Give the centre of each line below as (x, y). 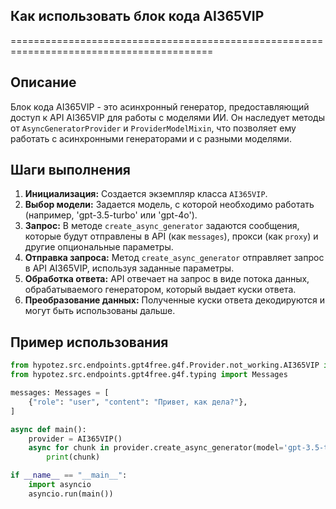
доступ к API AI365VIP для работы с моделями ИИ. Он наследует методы (168, 117)
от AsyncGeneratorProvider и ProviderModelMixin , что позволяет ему (153, 128)
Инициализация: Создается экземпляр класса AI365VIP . (146, 194)
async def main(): (48, 429)
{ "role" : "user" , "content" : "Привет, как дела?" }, (138, 402)
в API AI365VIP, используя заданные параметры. (129, 268)
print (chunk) (73, 457)
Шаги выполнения (70, 170)
